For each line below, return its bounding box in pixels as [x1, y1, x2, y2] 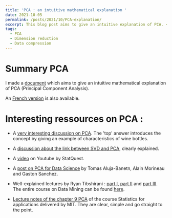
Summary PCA [5, 62, 69, 74]
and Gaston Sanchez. [12, 170, 58, 177]
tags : [5, 27, 17, 32]
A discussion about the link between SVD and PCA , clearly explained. [12, 145, 160, 151]
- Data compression [10, 41, 52, 46]
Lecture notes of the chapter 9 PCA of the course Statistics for [12, 195, 145, 202]
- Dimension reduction [10, 36, 58, 41]
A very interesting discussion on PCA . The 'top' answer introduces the [12, 130, 161, 136]
